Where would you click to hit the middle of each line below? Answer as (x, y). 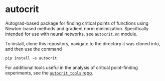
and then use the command (34, 49)
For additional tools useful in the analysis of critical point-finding (71, 67)
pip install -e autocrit (31, 58)
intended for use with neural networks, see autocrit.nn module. (71, 34)
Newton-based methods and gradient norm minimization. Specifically (77, 28)
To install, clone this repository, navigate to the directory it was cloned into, (83, 43)
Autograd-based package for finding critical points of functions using (77, 23)
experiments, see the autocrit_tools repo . (49, 73)
